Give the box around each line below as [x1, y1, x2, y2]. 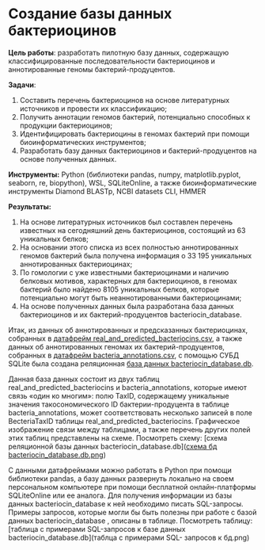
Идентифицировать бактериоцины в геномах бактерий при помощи [19, 128, 250, 139]
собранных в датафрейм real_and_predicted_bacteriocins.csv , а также [8, 334, 243, 343]
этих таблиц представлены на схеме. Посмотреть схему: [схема [8, 433, 228, 442]
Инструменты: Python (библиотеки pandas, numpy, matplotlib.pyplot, [8, 170, 241, 179]
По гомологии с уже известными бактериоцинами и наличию [19, 267, 229, 277]
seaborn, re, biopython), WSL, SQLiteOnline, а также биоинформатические [8, 178, 257, 187]
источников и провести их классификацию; [19, 104, 168, 113]
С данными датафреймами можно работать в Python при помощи [8, 465, 232, 475]
